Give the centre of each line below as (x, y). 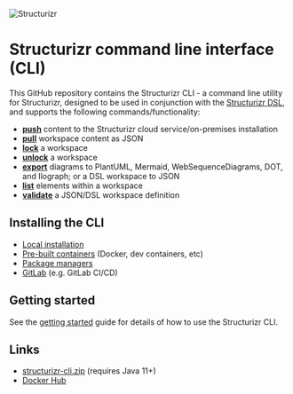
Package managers (57, 263)
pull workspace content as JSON (83, 138)
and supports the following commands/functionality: (105, 112)
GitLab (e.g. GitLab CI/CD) (70, 272)
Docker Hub (44, 381)
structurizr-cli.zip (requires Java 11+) (89, 371)
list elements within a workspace (83, 185)
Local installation (53, 244)
